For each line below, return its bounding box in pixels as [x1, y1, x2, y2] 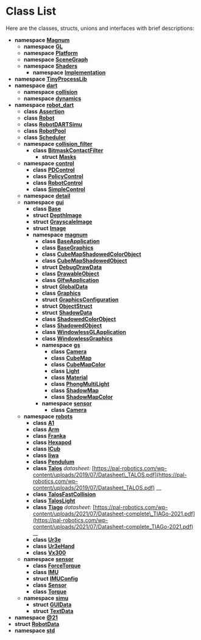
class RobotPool [23, 127, 66, 134]
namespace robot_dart [14, 101, 74, 108]
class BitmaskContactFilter [32, 147, 104, 154]
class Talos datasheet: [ [32, 464, 94, 471]
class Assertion [23, 107, 65, 115]
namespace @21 [14, 614, 58, 621]
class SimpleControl [32, 185, 86, 193]
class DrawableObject [41, 270, 99, 277]
